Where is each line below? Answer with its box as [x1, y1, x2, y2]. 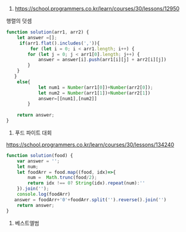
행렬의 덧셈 [6, 17, 32, 24]
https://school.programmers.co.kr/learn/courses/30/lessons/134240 [6, 141, 175, 148]
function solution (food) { [6, 152, 73, 158]
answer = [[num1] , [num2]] [38, 95, 97, 102]
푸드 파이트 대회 [14, 129, 52, 136]
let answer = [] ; [17, 35, 58, 40]
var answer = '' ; [17, 158, 60, 164]
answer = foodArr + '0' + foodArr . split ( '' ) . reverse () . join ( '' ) [14, 196, 167, 203]
